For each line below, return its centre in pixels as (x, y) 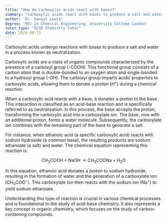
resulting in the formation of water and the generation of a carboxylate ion (81, 176)
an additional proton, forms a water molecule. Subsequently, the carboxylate (83, 120)
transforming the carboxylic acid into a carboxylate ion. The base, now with (83, 114)
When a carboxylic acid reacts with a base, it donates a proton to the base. (82, 99)
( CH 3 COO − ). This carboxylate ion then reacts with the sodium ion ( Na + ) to (81, 182)
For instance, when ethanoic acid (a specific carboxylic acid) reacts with (79, 135)
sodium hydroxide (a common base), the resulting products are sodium (78, 140)
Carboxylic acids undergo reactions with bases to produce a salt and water (82, 47)
